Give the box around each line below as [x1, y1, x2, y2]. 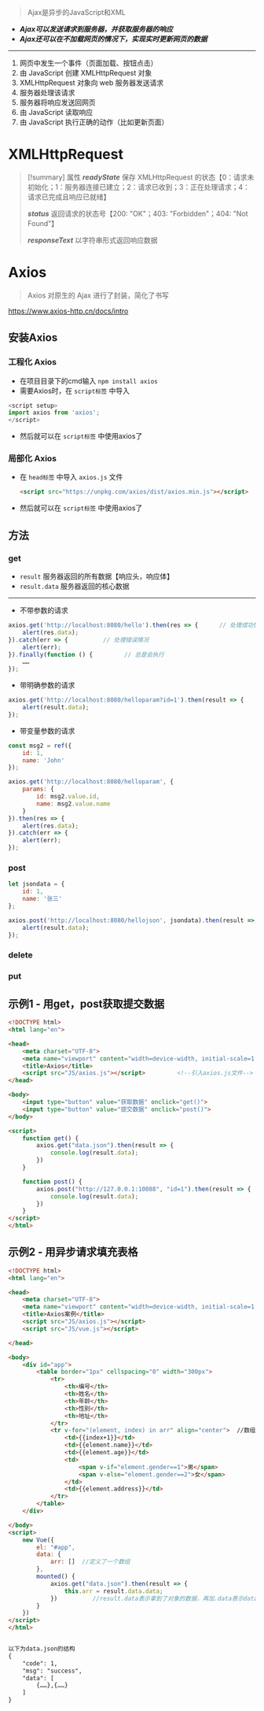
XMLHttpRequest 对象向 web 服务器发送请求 [19, 78, 163, 87]
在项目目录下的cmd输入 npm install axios [19, 376, 159, 385]
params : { [22, 785, 55, 794]
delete [8, 950, 33, 961]
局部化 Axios [8, 453, 57, 464]
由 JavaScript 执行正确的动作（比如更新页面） [19, 117, 169, 127]
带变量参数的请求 [19, 726, 75, 735]
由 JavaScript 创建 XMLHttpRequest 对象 [19, 69, 152, 77]
